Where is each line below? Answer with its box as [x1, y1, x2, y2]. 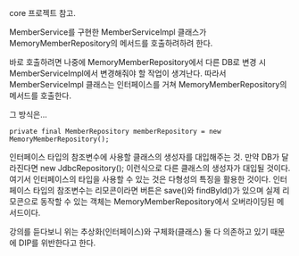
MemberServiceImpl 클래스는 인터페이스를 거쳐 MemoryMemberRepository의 [9, 79, 287, 89]
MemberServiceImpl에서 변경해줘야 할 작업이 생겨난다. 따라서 [9, 68, 227, 78]
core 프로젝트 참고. [9, 8, 76, 18]
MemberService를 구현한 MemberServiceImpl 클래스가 [9, 27, 207, 37]
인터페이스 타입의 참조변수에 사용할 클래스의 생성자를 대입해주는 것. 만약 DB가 [9, 152, 279, 162]
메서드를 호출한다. [9, 90, 72, 101]
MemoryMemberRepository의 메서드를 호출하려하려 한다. [9, 38, 213, 48]
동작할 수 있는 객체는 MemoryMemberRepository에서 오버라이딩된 [39, 196, 275, 207]
